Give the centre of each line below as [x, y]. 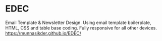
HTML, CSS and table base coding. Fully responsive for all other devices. [81, 27]
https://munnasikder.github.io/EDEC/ [43, 33]
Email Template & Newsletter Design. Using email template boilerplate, [78, 22]
